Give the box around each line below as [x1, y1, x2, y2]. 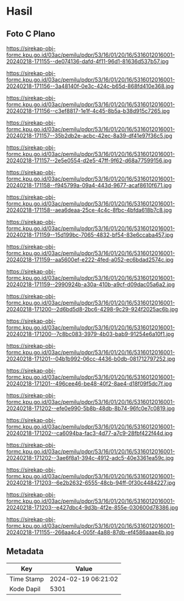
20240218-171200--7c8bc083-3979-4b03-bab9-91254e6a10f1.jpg [6, 331, 175, 337]
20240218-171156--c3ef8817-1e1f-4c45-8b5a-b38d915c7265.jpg [6, 107, 170, 114]
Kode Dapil [9, 585, 41, 593]
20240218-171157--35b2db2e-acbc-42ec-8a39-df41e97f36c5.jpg [6, 132, 172, 139]
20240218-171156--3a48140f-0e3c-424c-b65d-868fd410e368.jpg [6, 82, 174, 90]
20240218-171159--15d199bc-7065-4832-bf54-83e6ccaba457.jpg [6, 231, 174, 239]
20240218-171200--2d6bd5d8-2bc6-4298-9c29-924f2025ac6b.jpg [6, 306, 179, 312]
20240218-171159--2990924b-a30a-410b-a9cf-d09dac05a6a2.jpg [6, 281, 175, 288]
